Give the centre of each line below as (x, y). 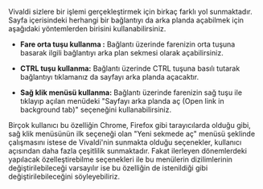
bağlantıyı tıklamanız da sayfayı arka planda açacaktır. (109, 77)
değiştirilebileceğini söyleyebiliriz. (64, 177)
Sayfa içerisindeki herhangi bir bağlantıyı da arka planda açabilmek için (126, 20)
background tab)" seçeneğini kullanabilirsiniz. (95, 109)
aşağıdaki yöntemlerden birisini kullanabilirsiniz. (87, 29)
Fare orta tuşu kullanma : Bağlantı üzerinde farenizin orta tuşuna (127, 44)
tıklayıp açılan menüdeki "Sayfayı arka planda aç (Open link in (122, 101)
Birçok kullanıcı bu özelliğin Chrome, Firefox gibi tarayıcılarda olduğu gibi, (129, 125)
